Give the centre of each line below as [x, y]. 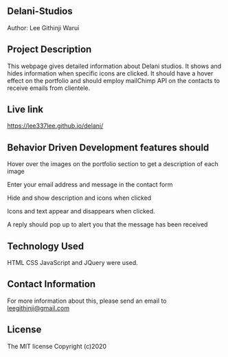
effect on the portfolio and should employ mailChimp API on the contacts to [114, 80]
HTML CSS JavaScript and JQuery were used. [73, 263]
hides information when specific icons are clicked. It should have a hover [110, 73]
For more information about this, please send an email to [87, 301]
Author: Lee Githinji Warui [43, 27]
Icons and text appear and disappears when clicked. [81, 211]
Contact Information [52, 284]
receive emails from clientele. [49, 88]
